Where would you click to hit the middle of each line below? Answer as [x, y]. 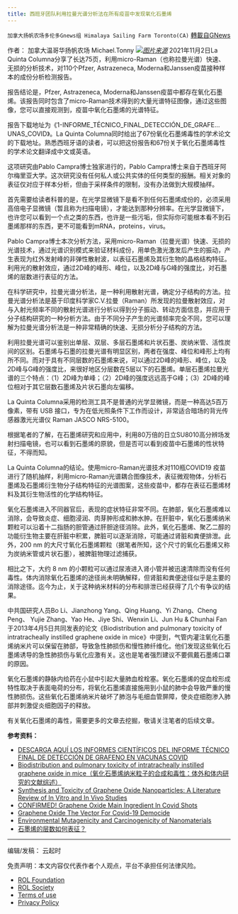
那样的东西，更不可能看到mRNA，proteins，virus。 [95, 226]
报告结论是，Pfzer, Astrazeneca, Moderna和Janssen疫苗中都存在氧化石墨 [115, 92]
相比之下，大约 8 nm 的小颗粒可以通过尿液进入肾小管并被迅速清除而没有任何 [119, 568]
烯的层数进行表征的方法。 [45, 276]
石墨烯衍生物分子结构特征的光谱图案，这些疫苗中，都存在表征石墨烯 [125, 485]
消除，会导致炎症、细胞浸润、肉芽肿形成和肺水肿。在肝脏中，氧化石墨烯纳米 [119, 518]
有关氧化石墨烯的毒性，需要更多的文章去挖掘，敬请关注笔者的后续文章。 [113, 720]
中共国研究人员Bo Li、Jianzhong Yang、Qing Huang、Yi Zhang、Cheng [112, 610]
